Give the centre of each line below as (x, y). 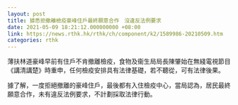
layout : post (27, 14)
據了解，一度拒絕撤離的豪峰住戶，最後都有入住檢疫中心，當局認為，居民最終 (119, 85)
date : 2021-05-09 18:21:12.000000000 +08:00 (74, 27)
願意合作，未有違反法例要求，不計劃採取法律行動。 (82, 94)
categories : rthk (33, 40)
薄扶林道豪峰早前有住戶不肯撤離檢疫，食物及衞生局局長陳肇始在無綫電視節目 (119, 62)
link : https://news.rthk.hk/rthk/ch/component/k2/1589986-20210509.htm (115, 34)
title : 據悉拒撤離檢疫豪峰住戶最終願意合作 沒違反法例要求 (84, 21)
